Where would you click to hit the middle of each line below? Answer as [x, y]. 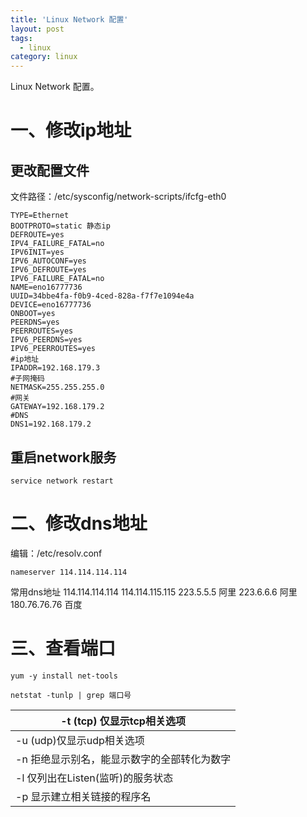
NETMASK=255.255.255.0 [57, 387]
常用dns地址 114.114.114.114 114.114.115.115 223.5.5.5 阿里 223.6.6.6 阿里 [154, 592]
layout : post [37, 29]
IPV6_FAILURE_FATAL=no [57, 279]
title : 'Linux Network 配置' [69, 19]
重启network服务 [63, 457]
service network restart [62, 481]
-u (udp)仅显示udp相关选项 [80, 740]
